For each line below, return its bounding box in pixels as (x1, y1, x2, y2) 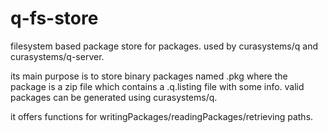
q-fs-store (10, 7, 99, 30)
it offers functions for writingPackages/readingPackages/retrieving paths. (10, 110, 314, 122)
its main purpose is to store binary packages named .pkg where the (10, 70, 288, 82)
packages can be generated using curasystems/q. (10, 91, 218, 103)
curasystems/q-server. (10, 50, 105, 62)
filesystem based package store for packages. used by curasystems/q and (10, 40, 318, 52)
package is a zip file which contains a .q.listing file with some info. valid (10, 80, 305, 92)
